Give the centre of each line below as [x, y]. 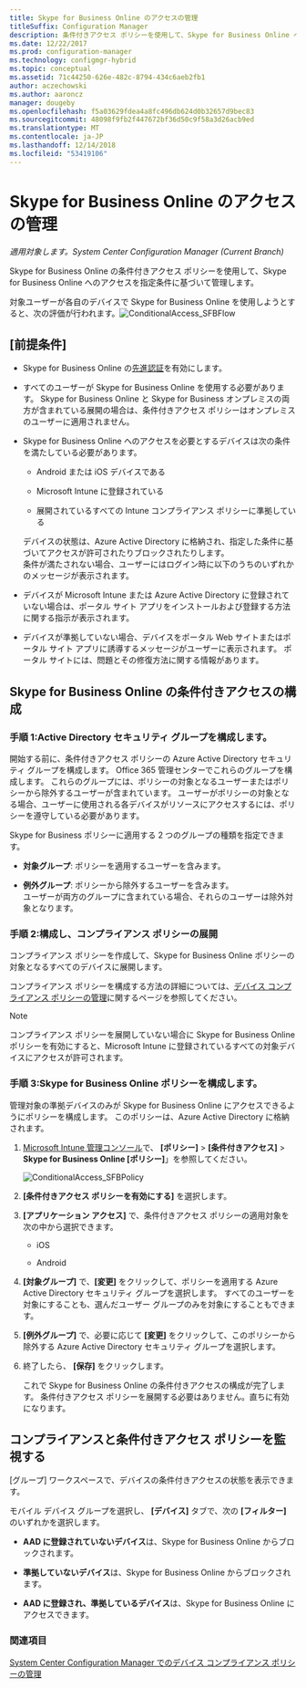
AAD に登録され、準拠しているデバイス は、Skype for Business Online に [158, 1603]
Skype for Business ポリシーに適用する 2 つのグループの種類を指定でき [143, 835]
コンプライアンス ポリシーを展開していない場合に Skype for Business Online [153, 1035]
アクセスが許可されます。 [81, 1058]
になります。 [46, 1408]
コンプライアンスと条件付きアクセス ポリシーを [142, 1439]
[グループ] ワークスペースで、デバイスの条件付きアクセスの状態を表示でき [148, 1480]
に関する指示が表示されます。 [78, 618]
